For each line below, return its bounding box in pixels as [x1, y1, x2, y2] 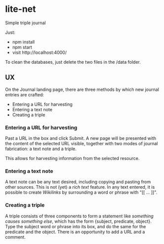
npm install [12, 39, 35, 45]
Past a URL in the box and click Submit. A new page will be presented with [5, 135, 157, 141]
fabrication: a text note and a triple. [5, 146, 77, 152]
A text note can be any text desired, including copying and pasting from [5, 179, 151, 185]
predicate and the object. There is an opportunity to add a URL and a [5, 229, 145, 235]
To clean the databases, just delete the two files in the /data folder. [5, 59, 141, 65]
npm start [12, 44, 32, 50]
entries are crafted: [5, 91, 44, 97]
